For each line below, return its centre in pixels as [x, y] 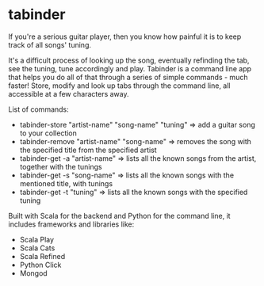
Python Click [40, 265]
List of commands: [38, 109]
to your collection [48, 133]
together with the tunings [61, 166]
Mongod [33, 273]
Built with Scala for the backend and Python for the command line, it [120, 215]
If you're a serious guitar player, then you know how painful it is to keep [125, 36]
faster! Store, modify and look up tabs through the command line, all [120, 86]
